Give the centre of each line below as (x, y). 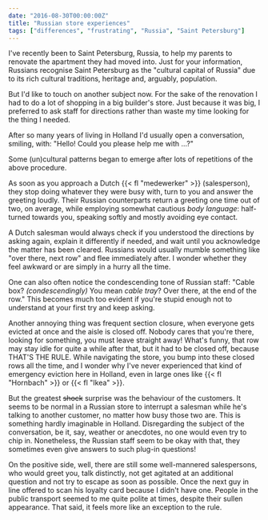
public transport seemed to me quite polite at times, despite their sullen (126, 499)
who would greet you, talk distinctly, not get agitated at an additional (121, 474)
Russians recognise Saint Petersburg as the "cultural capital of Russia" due (132, 70)
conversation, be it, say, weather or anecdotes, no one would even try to (128, 432)
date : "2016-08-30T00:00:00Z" (59, 16)
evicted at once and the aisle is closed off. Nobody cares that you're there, (131, 332)
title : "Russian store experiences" (69, 23)
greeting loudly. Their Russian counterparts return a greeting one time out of (134, 200)
